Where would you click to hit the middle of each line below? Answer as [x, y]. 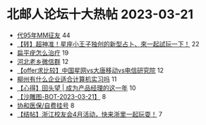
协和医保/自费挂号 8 [46, 105]
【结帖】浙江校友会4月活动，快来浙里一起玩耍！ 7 [90, 114]
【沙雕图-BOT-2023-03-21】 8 [61, 96]
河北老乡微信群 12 [42, 61]
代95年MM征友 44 [44, 35]
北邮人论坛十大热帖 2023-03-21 [100, 14]
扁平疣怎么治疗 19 [43, 53]
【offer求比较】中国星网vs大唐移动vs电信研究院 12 [90, 70]
